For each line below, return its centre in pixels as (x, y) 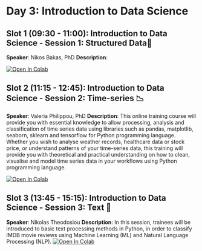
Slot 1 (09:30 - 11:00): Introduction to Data (87, 34)
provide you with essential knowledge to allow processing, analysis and (95, 122)
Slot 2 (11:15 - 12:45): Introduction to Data (85, 88)
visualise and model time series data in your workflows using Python (92, 161)
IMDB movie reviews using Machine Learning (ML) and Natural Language (97, 235)
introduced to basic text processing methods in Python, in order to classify (99, 229)
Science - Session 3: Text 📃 (59, 208)
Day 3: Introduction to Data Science (97, 11)
